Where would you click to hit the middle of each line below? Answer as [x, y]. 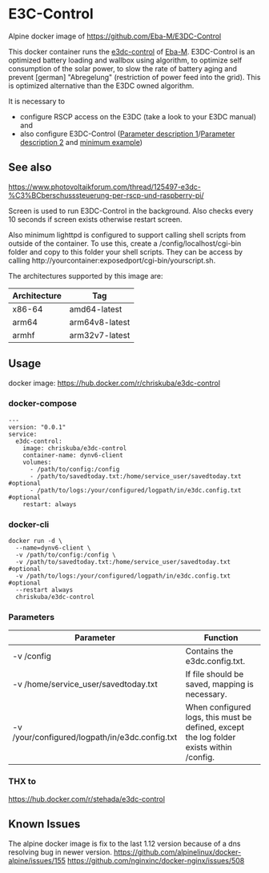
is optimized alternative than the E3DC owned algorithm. [101, 86]
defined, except [215, 727]
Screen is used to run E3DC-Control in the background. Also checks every [131, 211]
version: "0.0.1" [37, 427]
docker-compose [43, 404]
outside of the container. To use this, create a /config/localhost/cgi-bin [125, 243]
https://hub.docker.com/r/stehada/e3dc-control [87, 799]
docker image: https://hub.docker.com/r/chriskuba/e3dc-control [114, 383]
